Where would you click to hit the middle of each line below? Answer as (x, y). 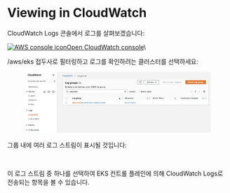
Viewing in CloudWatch (77, 13)
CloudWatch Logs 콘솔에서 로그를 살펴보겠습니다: (76, 33)
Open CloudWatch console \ (106, 47)
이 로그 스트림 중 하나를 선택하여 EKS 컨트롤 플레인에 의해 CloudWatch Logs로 (115, 173)
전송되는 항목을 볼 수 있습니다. (48, 182)
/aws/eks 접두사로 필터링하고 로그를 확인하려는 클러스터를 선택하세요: (103, 62)
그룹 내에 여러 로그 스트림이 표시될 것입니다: (67, 145)
